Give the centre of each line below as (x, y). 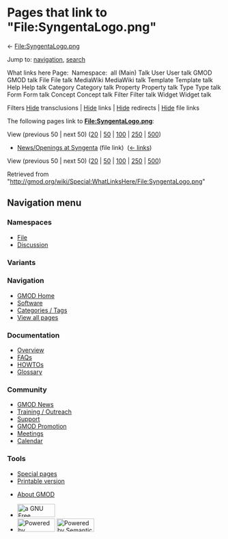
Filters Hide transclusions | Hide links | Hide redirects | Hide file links (103, 108)
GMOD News (35, 405)
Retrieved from (28, 174)
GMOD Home (35, 295)
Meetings (30, 434)
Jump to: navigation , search (46, 59)
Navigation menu (44, 203)
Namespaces (30, 223)
